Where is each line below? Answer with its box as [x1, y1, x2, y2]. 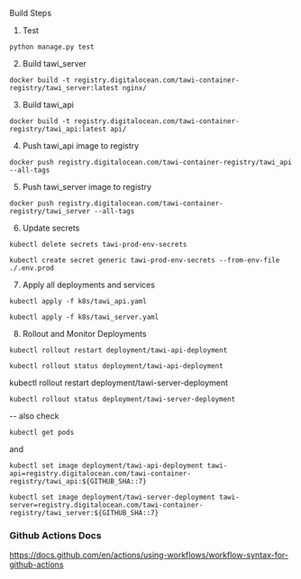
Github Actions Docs [9, 529, 102, 541]
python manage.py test [9, 42, 95, 51]
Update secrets [22, 222, 80, 233]
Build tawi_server [22, 59, 87, 68]
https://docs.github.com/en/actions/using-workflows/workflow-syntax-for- [9, 549, 288, 561]
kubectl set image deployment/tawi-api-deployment [9, 461, 204, 470]
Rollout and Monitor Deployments [22, 329, 147, 339]
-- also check [9, 411, 59, 421]
